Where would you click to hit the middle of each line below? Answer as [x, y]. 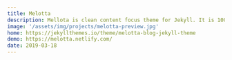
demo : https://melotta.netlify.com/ [60, 39]
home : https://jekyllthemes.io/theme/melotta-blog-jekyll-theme [101, 33]
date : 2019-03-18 [32, 46]
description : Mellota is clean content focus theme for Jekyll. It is [111, 20]
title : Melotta [29, 13]
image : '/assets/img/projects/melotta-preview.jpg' [83, 26]
